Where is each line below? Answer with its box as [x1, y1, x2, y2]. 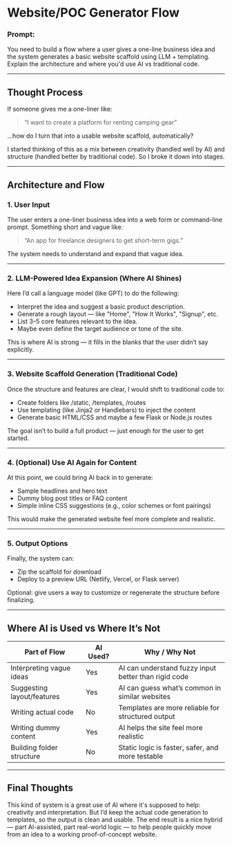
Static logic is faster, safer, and [118, 743, 219, 752]
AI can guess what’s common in [118, 683, 222, 693]
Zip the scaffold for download [17, 567, 101, 576]
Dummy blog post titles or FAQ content [17, 493, 128, 502]
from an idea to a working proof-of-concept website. [7, 830, 157, 838]
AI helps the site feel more [118, 723, 203, 732]
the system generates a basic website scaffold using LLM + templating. [7, 53, 211, 61]
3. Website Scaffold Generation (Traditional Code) [7, 369, 178, 379]
